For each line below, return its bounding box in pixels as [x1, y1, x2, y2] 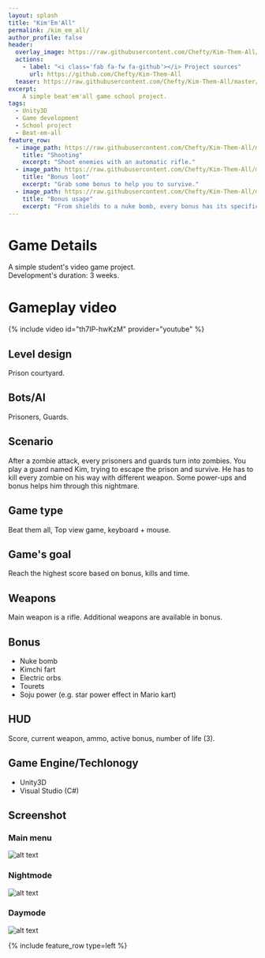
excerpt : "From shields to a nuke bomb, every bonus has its [22, 202, 227, 210]
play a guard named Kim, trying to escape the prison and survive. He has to [8, 464, 254, 473]
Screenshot [8, 808, 67, 821]
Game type [8, 504, 64, 518]
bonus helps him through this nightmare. [8, 481, 140, 490]
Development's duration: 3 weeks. [8, 271, 120, 280]
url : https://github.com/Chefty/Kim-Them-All [28, 70, 181, 78]
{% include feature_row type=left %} [8, 941, 128, 950]
